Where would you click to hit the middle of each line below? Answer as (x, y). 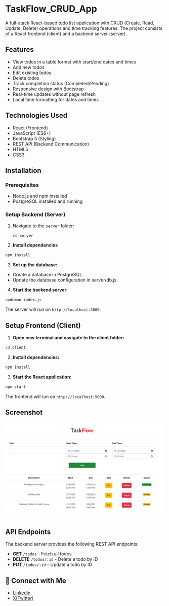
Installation (23, 170)
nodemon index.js (24, 300)
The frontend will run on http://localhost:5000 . (55, 397)
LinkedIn (22, 593)
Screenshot (24, 412)
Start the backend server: (40, 290)
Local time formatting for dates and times (56, 99)
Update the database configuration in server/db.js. (65, 280)
